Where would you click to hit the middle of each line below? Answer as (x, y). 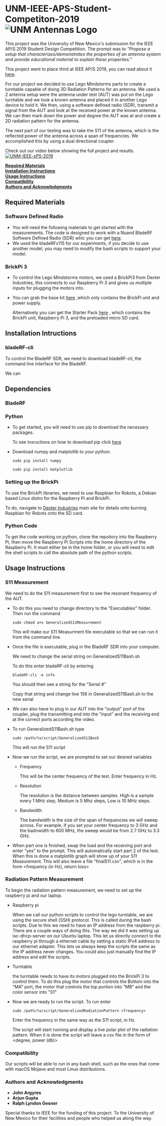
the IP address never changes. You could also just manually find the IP (84, 952)
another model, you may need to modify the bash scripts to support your (86, 248)
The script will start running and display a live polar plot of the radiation (85, 1030)
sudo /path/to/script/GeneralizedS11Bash (55, 738)
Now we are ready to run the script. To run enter (61, 1001)
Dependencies (28, 389)
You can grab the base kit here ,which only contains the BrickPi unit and (86, 297)
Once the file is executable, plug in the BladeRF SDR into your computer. (86, 646)
